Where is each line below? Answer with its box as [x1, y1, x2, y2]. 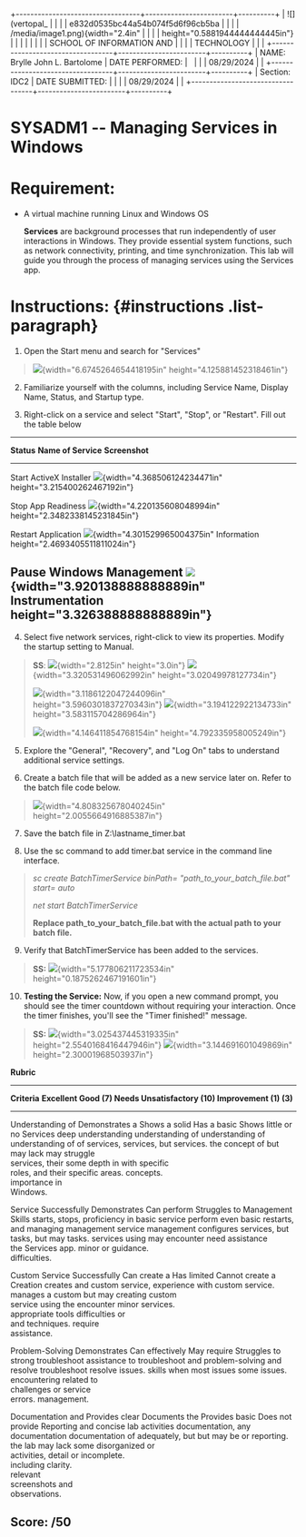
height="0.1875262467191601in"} [32, 972, 157, 984]
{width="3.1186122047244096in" [41, 688, 166, 699]
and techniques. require [10, 1317, 100, 1329]
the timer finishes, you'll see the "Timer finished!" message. [23, 1010, 248, 1020]
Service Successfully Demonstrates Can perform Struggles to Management [10, 1204, 293, 1215]
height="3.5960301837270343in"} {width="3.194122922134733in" [32, 699, 292, 710]
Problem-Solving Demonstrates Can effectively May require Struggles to [10, 1345, 281, 1356]
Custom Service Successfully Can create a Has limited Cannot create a [10, 1269, 276, 1280]
